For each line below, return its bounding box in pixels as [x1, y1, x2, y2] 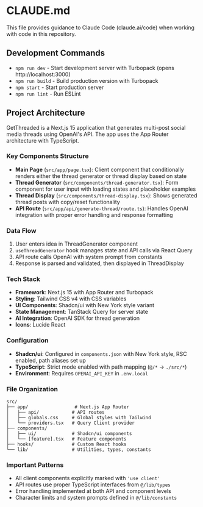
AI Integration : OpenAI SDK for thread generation [15, 314, 140, 322]
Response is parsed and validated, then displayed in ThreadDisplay [15, 260, 184, 267]
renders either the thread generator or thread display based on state [15, 172, 187, 180]
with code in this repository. [6, 30, 76, 37]
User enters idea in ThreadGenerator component [15, 240, 138, 247]
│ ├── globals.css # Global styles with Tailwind [6, 415, 151, 421]
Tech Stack [6, 275, 41, 283]
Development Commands [6, 48, 105, 58]
